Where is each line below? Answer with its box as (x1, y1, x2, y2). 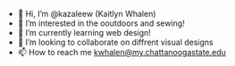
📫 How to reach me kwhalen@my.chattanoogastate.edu (17, 47, 226, 57)
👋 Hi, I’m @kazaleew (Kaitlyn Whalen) (17, 9, 156, 19)
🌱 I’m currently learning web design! (17, 28, 152, 37)
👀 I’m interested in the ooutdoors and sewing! (17, 18, 185, 29)
